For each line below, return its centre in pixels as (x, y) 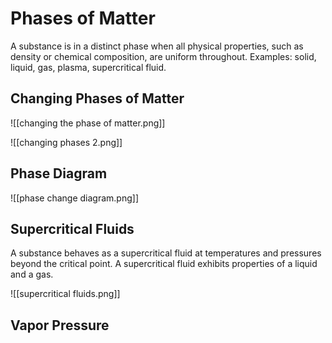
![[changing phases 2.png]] (66, 142)
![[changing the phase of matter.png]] (88, 123)
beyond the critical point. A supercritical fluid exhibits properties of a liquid (164, 264)
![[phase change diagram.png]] (75, 198)
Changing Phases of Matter (97, 98)
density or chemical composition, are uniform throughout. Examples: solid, (163, 56)
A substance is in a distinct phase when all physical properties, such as (157, 46)
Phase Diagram (59, 173)
